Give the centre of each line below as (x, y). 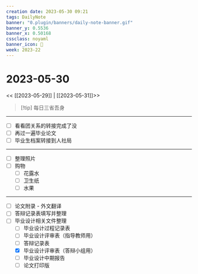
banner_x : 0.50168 (29, 34)
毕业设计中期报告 (44, 258)
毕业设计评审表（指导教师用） (60, 236)
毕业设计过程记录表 (47, 228)
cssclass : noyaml (27, 39)
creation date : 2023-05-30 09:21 (47, 11)
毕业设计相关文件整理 (40, 221)
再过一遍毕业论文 (35, 133)
